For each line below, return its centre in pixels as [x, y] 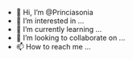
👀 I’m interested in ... [50, 21]
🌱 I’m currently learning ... [59, 29]
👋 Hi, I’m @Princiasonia [55, 12]
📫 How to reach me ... [53, 47]
